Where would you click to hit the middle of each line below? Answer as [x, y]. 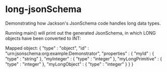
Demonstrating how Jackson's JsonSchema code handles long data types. [83, 23]
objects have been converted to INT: [43, 38]
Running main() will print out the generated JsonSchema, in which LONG [80, 33]
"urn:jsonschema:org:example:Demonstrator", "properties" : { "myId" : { [80, 53]
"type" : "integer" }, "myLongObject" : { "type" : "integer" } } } [69, 64]
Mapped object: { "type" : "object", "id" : [47, 48]
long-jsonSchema [43, 9]
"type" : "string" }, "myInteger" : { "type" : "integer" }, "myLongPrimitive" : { [84, 58]
